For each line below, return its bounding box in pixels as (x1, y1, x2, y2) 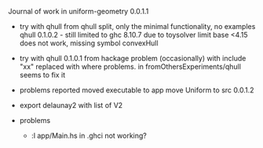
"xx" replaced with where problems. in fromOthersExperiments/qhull (19, 62, 242, 71)
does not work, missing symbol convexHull (19, 38, 159, 48)
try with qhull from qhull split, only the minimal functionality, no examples (19, 22, 256, 31)
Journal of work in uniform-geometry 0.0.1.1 (8, 7, 149, 16)
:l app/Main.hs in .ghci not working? (31, 131, 147, 140)
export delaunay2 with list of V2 (19, 101, 123, 110)
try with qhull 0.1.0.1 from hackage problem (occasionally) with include (19, 54, 247, 63)
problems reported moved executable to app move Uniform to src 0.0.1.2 (19, 85, 254, 95)
